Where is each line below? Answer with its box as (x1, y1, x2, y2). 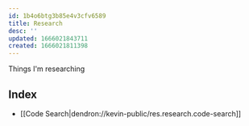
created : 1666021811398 (8, 42, 89, 50)
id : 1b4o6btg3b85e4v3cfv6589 (8, 11, 106, 20)
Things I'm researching (8, 64, 85, 73)
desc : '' (8, 27, 38, 35)
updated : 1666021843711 (8, 34, 89, 43)
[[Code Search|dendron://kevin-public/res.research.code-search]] (19, 108, 242, 118)
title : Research (8, 19, 63, 27)
